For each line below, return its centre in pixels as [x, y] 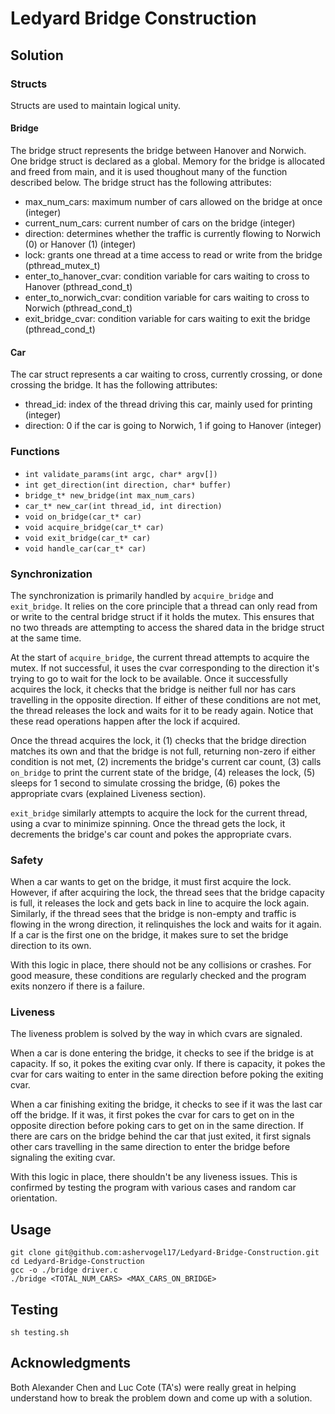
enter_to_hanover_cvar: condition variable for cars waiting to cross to [167, 276]
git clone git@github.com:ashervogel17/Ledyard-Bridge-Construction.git [165, 1253]
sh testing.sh [40, 1333]
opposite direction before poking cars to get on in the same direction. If [157, 1126]
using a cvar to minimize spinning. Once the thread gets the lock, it [148, 823]
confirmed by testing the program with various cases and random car [153, 1188]
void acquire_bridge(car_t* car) [94, 527]
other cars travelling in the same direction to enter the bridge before [150, 1147]
